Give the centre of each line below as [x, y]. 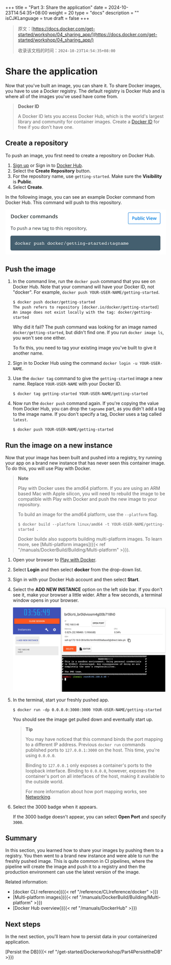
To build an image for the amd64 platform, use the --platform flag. [88, 514]
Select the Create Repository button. [52, 171]
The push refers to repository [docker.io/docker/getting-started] [86, 308]
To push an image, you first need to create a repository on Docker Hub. [80, 155]
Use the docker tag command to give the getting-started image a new [88, 379]
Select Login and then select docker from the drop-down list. [77, 570]
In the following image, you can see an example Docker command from [80, 197]
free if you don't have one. [46, 127]
